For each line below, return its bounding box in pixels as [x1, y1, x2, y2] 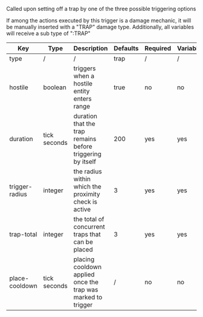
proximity [73, 190, 100, 198]
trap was [73, 285, 98, 293]
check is [73, 198, 98, 205]
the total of [73, 215, 105, 223]
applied [73, 270, 95, 278]
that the [73, 119, 95, 128]
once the [73, 278, 98, 286]
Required [144, 44, 172, 52]
